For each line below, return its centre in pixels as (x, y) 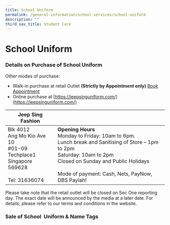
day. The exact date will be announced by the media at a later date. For (79, 198)
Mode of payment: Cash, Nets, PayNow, (105, 174)
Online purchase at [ (34, 96)
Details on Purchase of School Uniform (54, 65)
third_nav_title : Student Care (38, 24)
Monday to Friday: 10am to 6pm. (96, 136)
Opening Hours (76, 129)
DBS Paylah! (72, 180)
